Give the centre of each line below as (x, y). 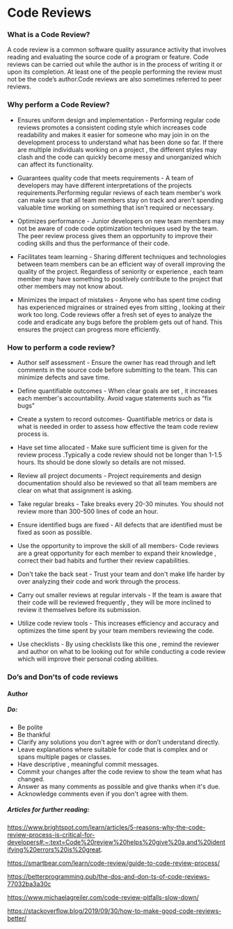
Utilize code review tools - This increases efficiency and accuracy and (118, 623)
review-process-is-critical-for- (51, 834)
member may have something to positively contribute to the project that (120, 279)
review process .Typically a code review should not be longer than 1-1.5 (120, 455)
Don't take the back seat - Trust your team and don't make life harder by (121, 574)
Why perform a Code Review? (58, 104)
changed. (31, 779)
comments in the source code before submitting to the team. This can (117, 370)
